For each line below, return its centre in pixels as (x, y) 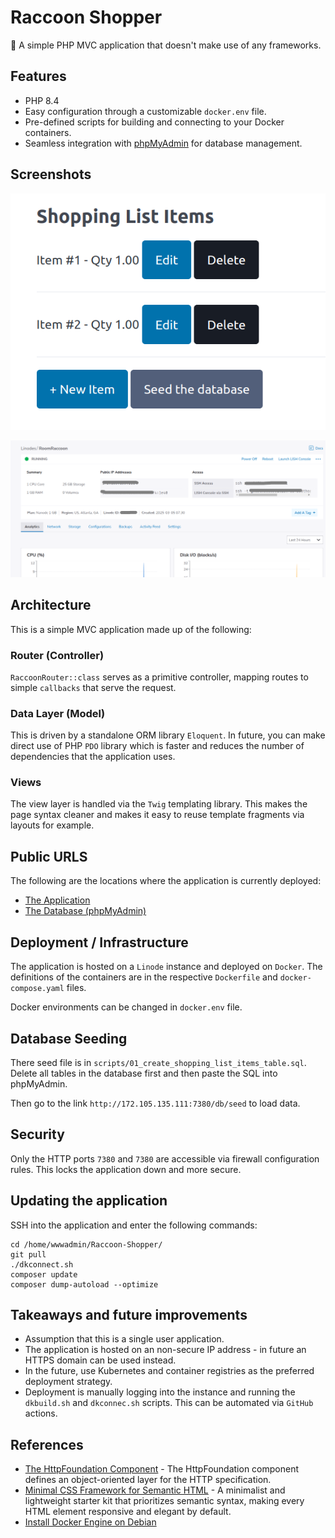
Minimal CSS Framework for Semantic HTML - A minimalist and (155, 1490)
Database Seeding (69, 1038)
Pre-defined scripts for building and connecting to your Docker (154, 122)
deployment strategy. (68, 1382)
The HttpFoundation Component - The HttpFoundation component (162, 1469)
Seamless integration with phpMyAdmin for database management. (163, 143)
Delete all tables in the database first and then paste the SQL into (144, 1073)
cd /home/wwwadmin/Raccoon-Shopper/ (86, 1244)
